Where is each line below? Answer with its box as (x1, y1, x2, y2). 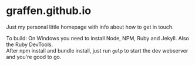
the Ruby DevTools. (6, 41, 53, 48)
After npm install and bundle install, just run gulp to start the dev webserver (6, 47, 189, 54)
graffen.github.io (6, 4, 92, 18)
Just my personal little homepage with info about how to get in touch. (6, 23, 174, 30)
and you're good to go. (6, 53, 62, 60)
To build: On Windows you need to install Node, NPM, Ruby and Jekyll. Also (6, 34, 189, 41)
